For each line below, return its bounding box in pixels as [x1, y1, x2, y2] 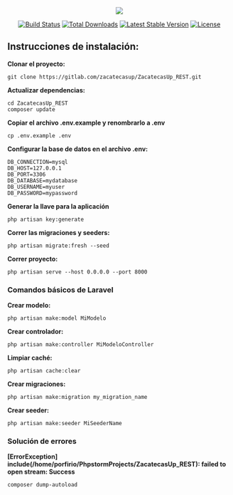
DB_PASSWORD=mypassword [7, 189, 78, 197]
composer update [7, 105, 55, 113]
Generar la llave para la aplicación [7, 202, 109, 210]
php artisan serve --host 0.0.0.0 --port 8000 [7, 268, 148, 276]
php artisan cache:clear [7, 368, 81, 375]
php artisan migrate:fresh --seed [7, 242, 110, 249]
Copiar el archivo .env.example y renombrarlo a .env [7, 118, 166, 127]
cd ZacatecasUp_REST [7, 100, 69, 107]
